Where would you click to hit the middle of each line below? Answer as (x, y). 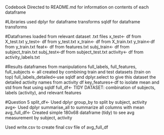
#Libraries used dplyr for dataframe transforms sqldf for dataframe (73, 22)
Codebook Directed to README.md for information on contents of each (77, 7)
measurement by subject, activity (39, 118)
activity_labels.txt (23, 57)
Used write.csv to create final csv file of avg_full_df (57, 127)
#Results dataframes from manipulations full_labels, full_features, (71, 67)
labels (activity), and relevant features (43, 93)
